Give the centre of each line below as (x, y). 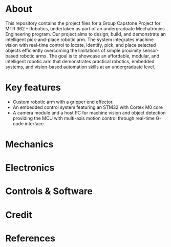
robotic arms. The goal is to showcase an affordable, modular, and (90, 56)
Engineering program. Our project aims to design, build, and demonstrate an (86, 34)
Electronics (30, 168)
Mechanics (29, 145)
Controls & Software (49, 191)
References (30, 238)
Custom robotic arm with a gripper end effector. (63, 102)
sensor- (151, 50)
